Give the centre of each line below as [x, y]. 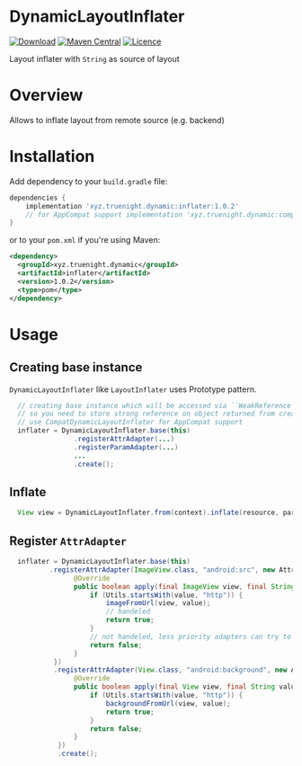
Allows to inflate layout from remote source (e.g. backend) [117, 120]
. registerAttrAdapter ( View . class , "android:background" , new [170, 670]
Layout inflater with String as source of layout [94, 58]
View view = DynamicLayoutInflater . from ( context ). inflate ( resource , [148, 513]
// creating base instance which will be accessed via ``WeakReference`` [158, 405]
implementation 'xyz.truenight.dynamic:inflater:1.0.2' [133, 206]
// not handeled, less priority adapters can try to [191, 637]
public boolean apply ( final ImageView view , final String [184, 586]
